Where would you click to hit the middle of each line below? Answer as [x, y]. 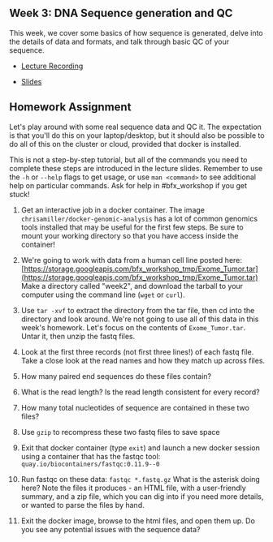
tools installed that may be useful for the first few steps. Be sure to [132, 227]
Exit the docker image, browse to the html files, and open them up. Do [138, 520]
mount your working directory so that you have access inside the [130, 235]
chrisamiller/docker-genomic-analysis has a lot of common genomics [139, 218]
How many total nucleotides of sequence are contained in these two [135, 407]
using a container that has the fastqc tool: [91, 456]
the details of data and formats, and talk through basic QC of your [119, 41]
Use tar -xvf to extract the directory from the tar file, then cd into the [138, 310]
